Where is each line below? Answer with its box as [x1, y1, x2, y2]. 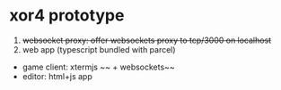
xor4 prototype [9, 5, 125, 26]
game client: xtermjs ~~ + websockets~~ [22, 61, 175, 72]
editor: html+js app [22, 70, 92, 81]
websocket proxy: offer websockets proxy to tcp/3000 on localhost [22, 35, 272, 45]
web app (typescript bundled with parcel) [22, 44, 177, 54]
